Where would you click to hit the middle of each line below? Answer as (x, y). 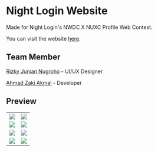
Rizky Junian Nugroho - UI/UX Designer (55, 71)
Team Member (33, 57)
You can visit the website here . (43, 38)
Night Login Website (57, 11)
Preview (22, 101)
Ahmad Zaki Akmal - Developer (44, 82)
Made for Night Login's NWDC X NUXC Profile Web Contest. (79, 27)
